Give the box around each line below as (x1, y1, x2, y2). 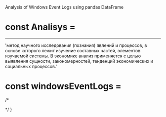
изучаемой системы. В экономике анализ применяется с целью (5, 53, 141, 59)
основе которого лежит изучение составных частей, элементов (5, 47, 141, 53)
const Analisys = (5, 22, 76, 33)
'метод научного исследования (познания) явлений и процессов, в (5, 42, 147, 48)
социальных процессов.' (5, 63, 57, 69)
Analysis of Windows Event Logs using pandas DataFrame (5, 4, 124, 10)
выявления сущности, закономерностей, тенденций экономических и (5, 58, 153, 64)
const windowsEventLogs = (5, 81, 122, 92)
